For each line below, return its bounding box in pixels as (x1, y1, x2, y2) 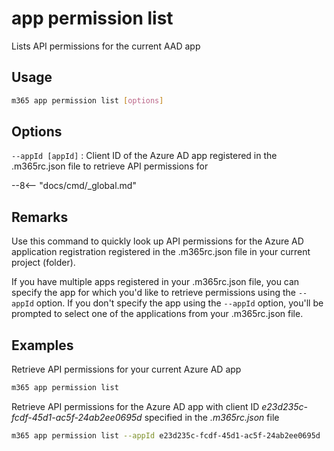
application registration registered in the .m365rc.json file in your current (11, 246, 311, 258)
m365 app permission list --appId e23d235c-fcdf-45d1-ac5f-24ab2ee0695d (11, 430, 321, 441)
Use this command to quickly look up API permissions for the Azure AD (11, 235, 304, 247)
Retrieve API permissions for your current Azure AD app (11, 363, 242, 376)
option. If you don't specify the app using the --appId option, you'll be (35, 297, 324, 309)
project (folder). (11, 257, 76, 269)
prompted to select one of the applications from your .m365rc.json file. (11, 308, 304, 320)
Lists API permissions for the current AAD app (11, 40, 201, 52)
